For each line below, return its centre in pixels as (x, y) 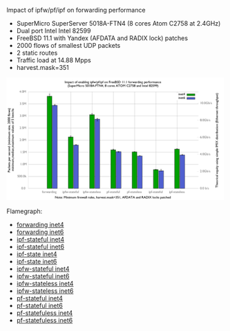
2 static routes (37, 53)
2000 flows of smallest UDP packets (68, 45)
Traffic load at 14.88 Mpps (54, 60)
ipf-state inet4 (37, 254)
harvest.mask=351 (43, 68)
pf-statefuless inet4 (45, 313)
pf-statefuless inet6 (45, 320)
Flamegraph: (25, 211)
